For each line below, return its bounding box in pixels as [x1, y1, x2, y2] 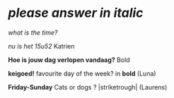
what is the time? [8, 28, 58, 37]
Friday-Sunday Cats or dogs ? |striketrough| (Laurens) [8, 82, 168, 91]
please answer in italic [8, 5, 144, 21]
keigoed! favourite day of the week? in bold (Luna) [8, 69, 156, 78]
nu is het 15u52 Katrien [8, 42, 75, 50]
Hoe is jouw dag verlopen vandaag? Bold [8, 55, 130, 64]
